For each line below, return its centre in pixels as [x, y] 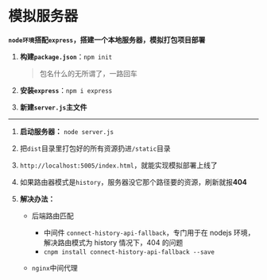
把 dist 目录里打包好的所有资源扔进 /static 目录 [95, 148]
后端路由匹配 [52, 216]
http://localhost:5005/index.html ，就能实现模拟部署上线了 [118, 165]
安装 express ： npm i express [66, 90]
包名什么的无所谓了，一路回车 [88, 73]
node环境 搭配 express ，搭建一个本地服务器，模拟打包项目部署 [107, 40]
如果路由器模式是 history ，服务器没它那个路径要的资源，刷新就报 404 [133, 182]
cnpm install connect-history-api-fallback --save [129, 252]
